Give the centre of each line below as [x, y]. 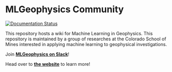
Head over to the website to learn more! [48, 64]
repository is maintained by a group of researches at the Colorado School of [86, 39]
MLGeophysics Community [65, 9]
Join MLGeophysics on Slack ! [37, 54]
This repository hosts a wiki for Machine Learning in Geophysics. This [79, 33]
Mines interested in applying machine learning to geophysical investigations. [86, 44]
